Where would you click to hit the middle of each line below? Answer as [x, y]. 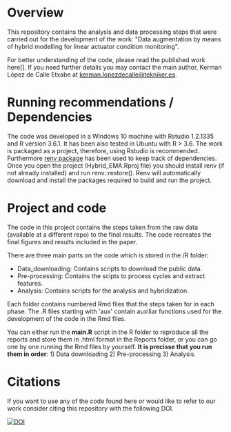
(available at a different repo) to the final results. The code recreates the [109, 234]
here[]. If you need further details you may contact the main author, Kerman [114, 67]
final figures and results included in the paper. [72, 242]
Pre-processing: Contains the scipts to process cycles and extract [111, 276]
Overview [36, 13]
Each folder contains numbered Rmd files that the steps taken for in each [111, 304]
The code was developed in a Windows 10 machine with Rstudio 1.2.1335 [110, 136]
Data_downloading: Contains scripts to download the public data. [110, 268]
